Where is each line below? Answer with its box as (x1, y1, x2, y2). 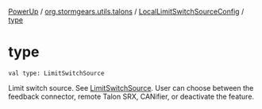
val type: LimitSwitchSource (8, 69, 105, 77)
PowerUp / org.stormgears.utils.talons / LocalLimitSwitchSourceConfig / (8, 7, 245, 16)
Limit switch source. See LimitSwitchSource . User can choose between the (8, 83, 254, 92)
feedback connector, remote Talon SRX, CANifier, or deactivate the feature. (8, 91, 255, 101)
